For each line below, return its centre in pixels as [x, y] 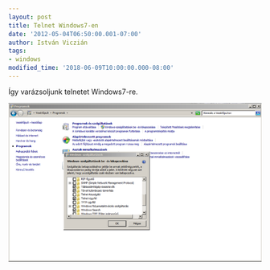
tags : [17, 51]
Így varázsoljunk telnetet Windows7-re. [73, 92]
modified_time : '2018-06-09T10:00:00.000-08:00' [91, 68]
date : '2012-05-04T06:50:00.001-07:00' [75, 34]
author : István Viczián [48, 43]
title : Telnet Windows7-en [53, 25]
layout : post [30, 17]
